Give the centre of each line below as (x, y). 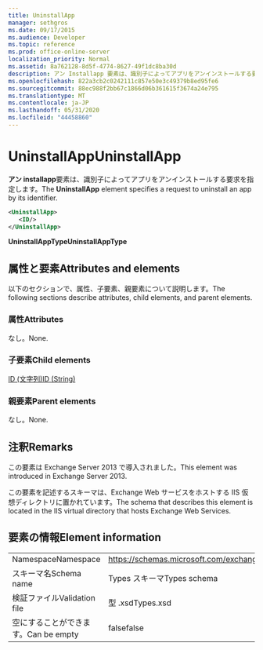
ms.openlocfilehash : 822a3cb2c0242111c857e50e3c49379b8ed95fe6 (113, 81)
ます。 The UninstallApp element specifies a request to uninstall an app (137, 188)
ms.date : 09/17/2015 (42, 30)
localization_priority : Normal (59, 60)
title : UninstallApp (42, 15)
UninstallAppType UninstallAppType (68, 242)
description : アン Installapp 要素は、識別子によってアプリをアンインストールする (130, 74)
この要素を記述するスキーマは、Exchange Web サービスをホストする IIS (124, 492)
